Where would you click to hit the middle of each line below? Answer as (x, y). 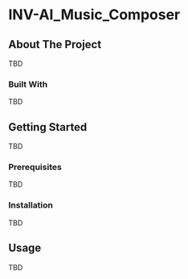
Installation (31, 205)
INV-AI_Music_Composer (94, 15)
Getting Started (48, 127)
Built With (28, 84)
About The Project (55, 44)
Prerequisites (35, 168)
